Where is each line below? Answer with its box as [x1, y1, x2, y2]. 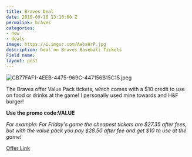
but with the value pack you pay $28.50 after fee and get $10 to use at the [6, 127, 187, 134]
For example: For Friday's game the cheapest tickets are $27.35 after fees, [6, 121, 187, 128]
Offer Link [6, 145, 31, 152]
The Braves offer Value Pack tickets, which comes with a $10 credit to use [6, 85, 185, 92]
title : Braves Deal [6, 8, 54, 15]
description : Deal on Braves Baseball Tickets [6, 47, 122, 53]
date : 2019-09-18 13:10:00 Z [6, 14, 78, 20]
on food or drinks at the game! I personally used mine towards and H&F [6, 92, 178, 99]
